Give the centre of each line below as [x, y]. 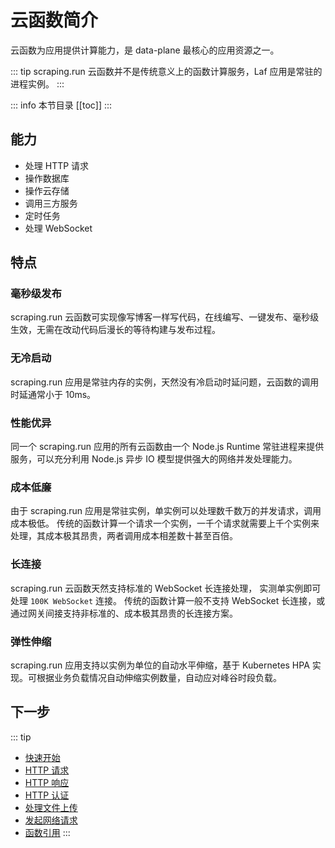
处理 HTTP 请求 [57, 165]
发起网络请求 [51, 820]
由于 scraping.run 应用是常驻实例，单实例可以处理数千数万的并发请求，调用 [166, 511]
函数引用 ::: [47, 832]
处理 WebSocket [58, 228]
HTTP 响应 [47, 782]
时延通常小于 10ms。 [53, 394]
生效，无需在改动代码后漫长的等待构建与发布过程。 [115, 330]
